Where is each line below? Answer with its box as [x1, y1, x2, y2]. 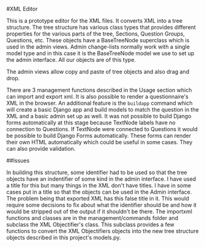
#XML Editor [6, 6, 38, 12]
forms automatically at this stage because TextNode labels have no [6, 119, 176, 126]
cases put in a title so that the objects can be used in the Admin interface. [6, 188, 192, 196]
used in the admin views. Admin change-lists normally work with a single [6, 43, 190, 50]
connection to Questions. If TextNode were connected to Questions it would [6, 126, 198, 132]
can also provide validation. [6, 145, 76, 152]
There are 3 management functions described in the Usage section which [6, 86, 192, 94]
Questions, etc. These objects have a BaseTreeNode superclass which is [6, 37, 190, 44]
